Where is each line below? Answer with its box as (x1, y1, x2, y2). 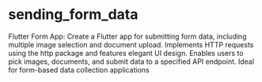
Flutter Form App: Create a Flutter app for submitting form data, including (8, 32, 247, 41)
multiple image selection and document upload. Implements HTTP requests (8, 39, 254, 49)
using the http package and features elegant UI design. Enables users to (8, 48, 244, 58)
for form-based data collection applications (8, 65, 150, 74)
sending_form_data (8, 6, 139, 24)
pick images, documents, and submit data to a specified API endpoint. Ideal (8, 57, 255, 66)
